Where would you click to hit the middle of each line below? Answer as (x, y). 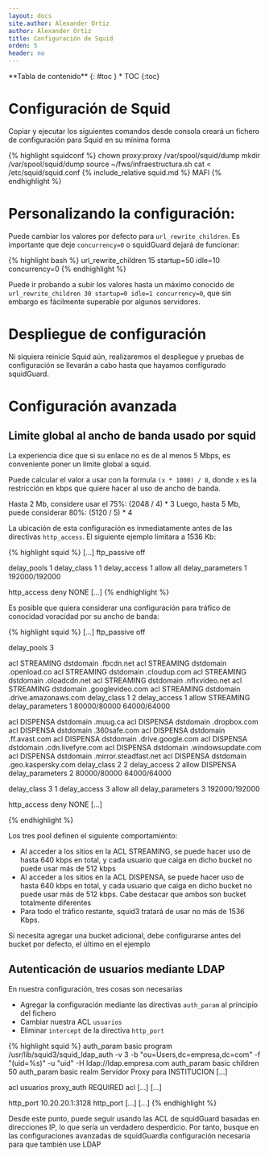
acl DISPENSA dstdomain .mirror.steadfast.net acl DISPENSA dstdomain (128, 756)
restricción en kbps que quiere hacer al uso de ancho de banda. (115, 488)
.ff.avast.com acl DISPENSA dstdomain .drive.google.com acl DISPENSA (128, 738)
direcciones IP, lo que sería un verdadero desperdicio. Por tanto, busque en (134, 1127)
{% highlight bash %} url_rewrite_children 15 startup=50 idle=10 (114, 260)
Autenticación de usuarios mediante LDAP (117, 969)
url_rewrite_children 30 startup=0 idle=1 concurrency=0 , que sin (120, 293)
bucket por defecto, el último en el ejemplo (79, 944)
